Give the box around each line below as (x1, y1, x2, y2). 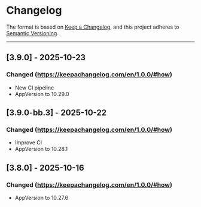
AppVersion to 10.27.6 (14, 194, 69, 201)
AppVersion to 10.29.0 (14, 90, 70, 97)
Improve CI (14, 139, 42, 146)
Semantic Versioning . (6, 29, 59, 36)
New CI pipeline (14, 84, 54, 91)
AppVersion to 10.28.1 (14, 146, 68, 153)
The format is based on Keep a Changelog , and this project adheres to (6, 23, 179, 30)
